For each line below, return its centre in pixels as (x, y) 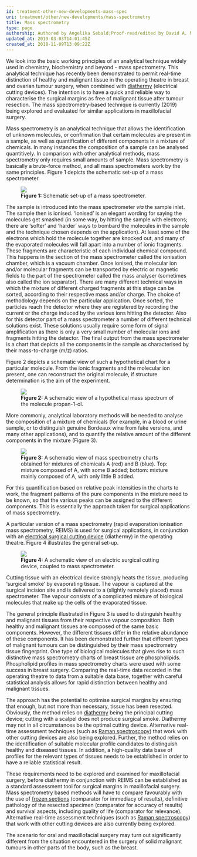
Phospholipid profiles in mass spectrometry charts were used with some (93, 663)
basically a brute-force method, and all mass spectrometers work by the (93, 166)
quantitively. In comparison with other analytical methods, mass (83, 153)
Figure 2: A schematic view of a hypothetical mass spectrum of (97, 397)
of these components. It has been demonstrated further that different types (97, 639)
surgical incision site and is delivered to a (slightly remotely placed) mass (94, 590)
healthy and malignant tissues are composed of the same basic (83, 626)
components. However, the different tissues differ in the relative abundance (97, 632)
